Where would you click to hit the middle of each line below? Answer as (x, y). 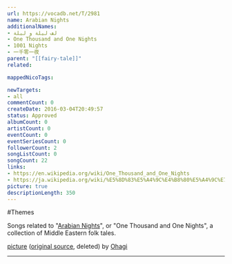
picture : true (28, 186)
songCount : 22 (28, 161)
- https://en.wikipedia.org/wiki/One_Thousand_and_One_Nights (98, 173)
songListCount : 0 (32, 154)
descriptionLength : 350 (41, 193)
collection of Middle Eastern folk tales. (61, 233)
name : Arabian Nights (38, 20)
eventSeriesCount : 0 (37, 141)
